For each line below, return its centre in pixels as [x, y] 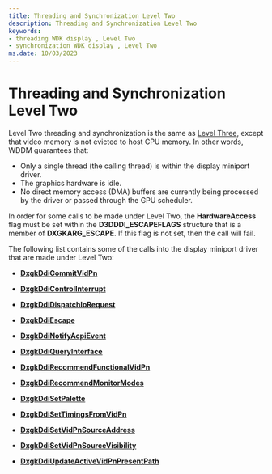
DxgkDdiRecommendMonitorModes [82, 383]
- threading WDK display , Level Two [72, 38]
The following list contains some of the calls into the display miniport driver [134, 248]
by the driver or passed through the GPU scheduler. [106, 200]
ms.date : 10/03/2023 [43, 53]
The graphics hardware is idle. [70, 183]
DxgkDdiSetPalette [53, 398]
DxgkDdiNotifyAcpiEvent [63, 336]
